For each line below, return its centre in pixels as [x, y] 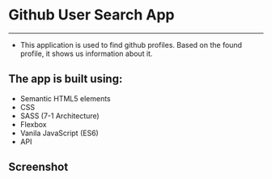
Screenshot [38, 167]
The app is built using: [66, 79]
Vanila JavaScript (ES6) [59, 133]
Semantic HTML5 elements [65, 98]
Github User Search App [91, 15]
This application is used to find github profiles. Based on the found [131, 45]
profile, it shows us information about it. [86, 53]
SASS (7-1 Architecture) [59, 116]
